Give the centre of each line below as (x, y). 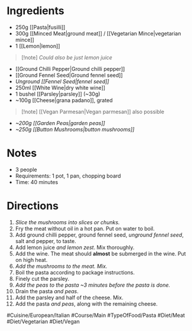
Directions (32, 206)
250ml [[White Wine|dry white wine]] (60, 87)
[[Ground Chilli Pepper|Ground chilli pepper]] (70, 68)
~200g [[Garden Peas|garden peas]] (60, 123)
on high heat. (31, 260)
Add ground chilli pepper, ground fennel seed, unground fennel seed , (99, 235)
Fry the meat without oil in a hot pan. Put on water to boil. (85, 228)
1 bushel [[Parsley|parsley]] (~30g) (58, 94)
